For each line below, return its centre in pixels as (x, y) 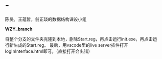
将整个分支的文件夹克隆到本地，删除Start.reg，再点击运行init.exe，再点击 (79, 39)
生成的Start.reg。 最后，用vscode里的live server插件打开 (71, 45)
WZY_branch (19, 29)
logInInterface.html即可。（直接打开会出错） (49, 51)
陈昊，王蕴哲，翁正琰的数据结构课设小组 (46, 19)
